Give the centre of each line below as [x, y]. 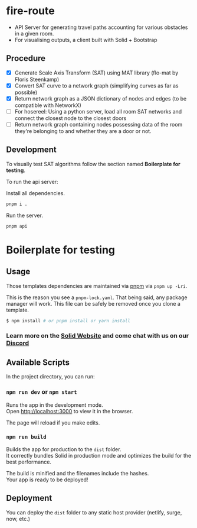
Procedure [26, 58]
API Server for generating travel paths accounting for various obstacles [101, 27]
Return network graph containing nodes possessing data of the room [98, 124]
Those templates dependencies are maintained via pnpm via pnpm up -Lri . [97, 286]
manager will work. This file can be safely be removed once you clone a [93, 303]
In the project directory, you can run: [50, 377]
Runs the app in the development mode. [55, 405]
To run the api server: [32, 182]
